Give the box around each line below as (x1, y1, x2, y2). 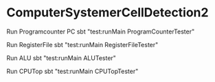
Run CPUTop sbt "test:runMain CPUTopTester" (6, 67, 139, 75)
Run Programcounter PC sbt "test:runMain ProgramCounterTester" (6, 27, 195, 36)
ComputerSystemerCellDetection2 (6, 5, 209, 20)
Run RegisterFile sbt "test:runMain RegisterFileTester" (6, 40, 159, 49)
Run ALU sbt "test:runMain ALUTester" (6, 53, 116, 62)
